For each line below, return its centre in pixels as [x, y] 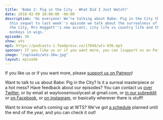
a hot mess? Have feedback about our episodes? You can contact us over [79, 87]
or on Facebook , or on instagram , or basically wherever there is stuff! [74, 98]
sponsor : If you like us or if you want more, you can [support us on [78, 50]
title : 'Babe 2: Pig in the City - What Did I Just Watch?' [67, 9]
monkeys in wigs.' [28, 32]
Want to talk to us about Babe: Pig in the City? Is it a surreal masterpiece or [80, 83]
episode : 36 [17, 37]
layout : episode [21, 59]
